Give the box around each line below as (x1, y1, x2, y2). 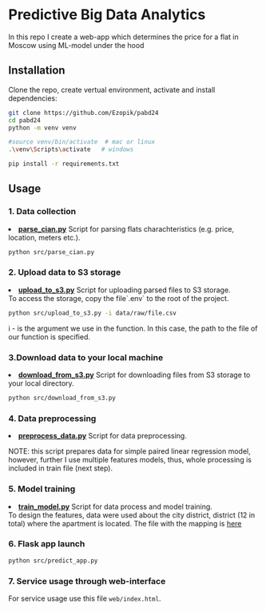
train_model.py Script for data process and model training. (18, 502, 213, 511)
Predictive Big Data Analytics (8, 6, 206, 24)
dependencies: (8, 93, 58, 103)
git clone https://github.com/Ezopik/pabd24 (8, 109, 159, 117)
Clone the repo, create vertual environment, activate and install (8, 85, 216, 94)
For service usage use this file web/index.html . (8, 593, 161, 603)
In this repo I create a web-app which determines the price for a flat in (8, 32, 240, 42)
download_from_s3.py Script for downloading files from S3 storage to (18, 370, 251, 380)
